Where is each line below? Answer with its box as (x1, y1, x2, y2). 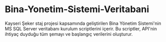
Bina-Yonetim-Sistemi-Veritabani (5, 4, 150, 15)
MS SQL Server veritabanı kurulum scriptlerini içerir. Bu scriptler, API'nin (5, 25, 157, 31)
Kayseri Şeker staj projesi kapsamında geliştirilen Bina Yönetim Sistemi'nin (5, 20, 161, 26)
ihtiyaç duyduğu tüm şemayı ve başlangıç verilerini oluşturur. (5, 31, 133, 37)
